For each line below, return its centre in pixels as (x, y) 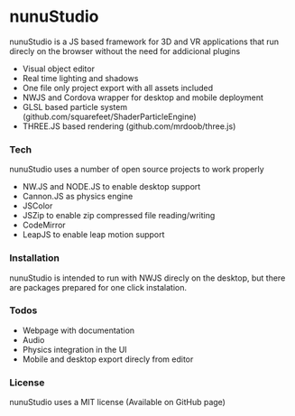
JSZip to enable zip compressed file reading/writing (119, 216)
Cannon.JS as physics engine (78, 197)
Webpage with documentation (78, 330)
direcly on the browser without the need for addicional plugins (125, 51)
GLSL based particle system (75, 106)
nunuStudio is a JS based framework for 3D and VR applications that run (144, 42)
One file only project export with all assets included (118, 88)
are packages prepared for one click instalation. (98, 287)
